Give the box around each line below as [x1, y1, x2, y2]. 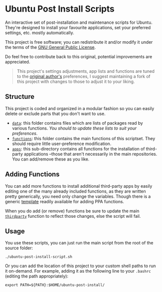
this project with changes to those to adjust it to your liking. [16, 79, 135, 84]
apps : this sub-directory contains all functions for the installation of [12, 146, 145, 151]
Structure [5, 93, 35, 101]
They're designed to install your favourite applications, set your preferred [5, 24, 151, 30]
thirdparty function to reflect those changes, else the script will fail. [5, 213, 141, 219]
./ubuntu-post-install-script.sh [5, 255, 73, 260]
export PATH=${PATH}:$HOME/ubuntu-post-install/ [5, 283, 105, 288]
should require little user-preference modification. [12, 141, 112, 146]
